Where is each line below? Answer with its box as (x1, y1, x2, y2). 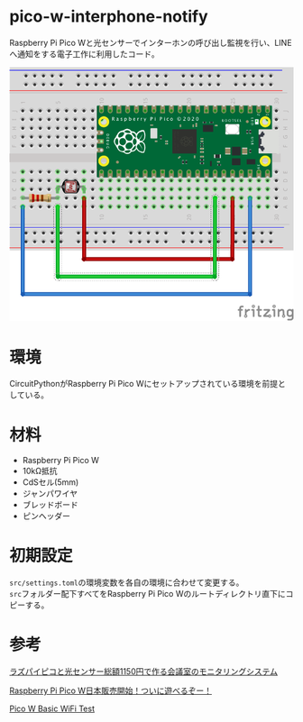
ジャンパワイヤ (22, 489, 78, 499)
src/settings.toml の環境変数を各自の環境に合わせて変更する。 (9, 577, 244, 588)
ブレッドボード (22, 499, 78, 510)
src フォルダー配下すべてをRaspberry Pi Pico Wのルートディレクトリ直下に (9, 589, 286, 599)
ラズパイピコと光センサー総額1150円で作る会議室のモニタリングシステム (9, 666, 278, 677)
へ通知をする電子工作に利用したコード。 (9, 48, 160, 59)
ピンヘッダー (22, 511, 70, 522)
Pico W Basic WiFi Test (9, 703, 95, 714)
